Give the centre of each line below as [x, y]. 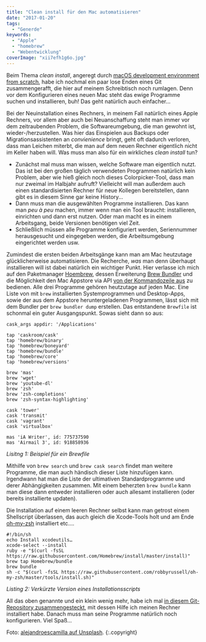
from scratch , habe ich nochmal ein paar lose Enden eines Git [84, 82]
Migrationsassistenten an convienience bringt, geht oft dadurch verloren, [98, 139]
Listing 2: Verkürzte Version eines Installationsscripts [74, 589]
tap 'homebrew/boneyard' [38, 346]
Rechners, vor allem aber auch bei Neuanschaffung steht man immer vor [98, 120]
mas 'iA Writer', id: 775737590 [48, 437]
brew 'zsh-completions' [37, 394]
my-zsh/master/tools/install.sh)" [51, 578]
